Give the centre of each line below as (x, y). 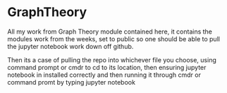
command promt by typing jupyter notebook (72, 82)
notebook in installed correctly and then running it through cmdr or (104, 75)
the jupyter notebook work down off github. (70, 46)
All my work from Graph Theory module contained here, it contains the (110, 31)
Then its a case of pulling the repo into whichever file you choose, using (112, 59)
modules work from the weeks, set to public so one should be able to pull (114, 38)
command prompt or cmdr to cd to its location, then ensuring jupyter (107, 67)
